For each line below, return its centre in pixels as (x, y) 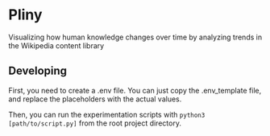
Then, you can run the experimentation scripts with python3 (107, 114)
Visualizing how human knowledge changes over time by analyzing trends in (135, 37)
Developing (37, 71)
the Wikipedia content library (56, 45)
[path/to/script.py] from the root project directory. (95, 123)
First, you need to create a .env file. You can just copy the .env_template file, (135, 90)
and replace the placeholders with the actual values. (95, 99)
